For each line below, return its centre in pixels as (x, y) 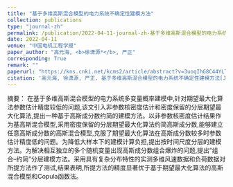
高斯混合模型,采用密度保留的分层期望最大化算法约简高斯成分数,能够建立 (121, 125)
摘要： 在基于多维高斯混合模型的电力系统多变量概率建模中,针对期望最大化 (112, 98)
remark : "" (23, 65)
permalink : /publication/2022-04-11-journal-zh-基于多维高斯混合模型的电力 (112, 33)
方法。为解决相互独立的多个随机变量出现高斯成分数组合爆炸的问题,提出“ (110, 150)
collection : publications (44, 20)
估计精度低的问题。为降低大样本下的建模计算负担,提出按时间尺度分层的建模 (114, 142)
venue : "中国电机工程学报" (42, 46)
